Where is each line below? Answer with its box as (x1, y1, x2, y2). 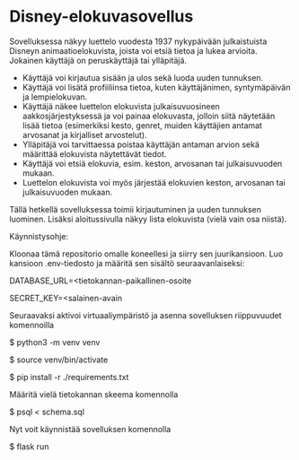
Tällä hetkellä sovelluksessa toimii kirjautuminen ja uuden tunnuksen (9, 204, 262, 214)
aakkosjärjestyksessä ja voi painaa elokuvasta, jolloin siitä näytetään (22, 110, 276, 121)
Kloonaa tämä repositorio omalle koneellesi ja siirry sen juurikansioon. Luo (9, 248, 284, 259)
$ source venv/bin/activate (9, 354, 109, 365)
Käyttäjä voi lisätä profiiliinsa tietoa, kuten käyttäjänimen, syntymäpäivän (22, 82, 291, 92)
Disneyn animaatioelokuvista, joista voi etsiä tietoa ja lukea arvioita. (9, 45, 258, 56)
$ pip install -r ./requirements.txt (9, 371, 129, 382)
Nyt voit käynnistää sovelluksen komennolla (9, 423, 171, 434)
